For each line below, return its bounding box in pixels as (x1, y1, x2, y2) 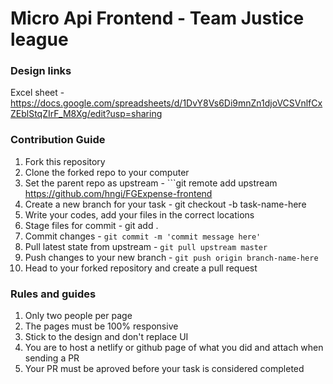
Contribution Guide (10, 133, 106, 147)
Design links (10, 64, 72, 78)
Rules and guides (10, 287, 97, 301)
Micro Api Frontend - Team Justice (10, 7, 305, 30)
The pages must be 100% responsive (24, 320, 179, 332)
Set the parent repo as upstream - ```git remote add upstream (24, 177, 278, 189)
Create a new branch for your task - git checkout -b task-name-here (24, 198, 307, 210)
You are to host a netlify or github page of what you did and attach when (24, 342, 324, 354)
